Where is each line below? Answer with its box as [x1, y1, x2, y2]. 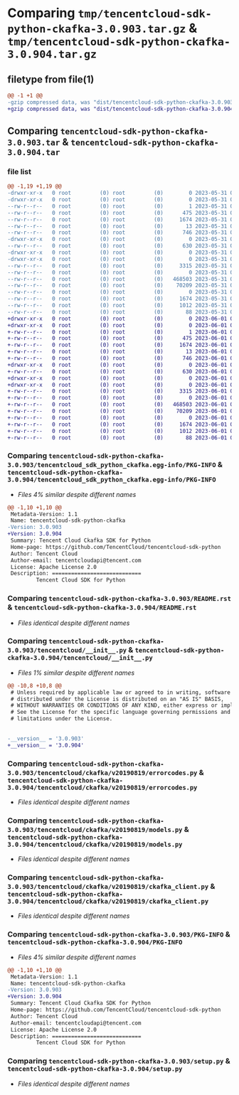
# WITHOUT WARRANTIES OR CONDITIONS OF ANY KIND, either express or [10, 702, 218, 709]
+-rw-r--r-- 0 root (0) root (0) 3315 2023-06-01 [7, 388, 228, 395]
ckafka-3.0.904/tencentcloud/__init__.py [7, 654, 153, 662]
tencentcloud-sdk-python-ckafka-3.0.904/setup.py [7, 1065, 183, 1073]
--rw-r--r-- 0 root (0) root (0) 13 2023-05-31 [7, 223, 228, 230]
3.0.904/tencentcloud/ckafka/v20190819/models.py [7, 840, 183, 848]
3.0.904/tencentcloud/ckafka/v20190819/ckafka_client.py [7, 897, 209, 906]
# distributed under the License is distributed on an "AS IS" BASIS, [10, 695, 224, 703]
